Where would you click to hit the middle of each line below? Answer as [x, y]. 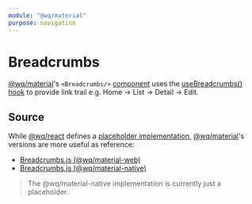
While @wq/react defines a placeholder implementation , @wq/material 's [126, 136]
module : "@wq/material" [48, 15]
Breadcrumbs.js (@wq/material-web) [80, 160]
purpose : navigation [42, 23]
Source [27, 117]
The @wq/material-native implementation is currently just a [124, 183]
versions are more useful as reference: [71, 145]
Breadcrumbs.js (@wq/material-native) [83, 168]
